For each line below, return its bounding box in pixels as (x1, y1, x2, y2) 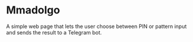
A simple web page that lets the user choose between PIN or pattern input (6, 23, 187, 30)
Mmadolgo (6, 3, 60, 17)
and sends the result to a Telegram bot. (6, 29, 102, 36)
